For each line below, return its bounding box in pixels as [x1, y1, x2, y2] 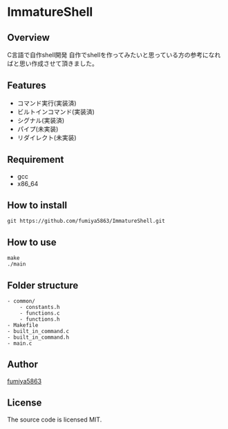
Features [7, 80, 46, 92]
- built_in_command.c [7, 328, 70, 335]
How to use [7, 236, 57, 248]
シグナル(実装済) [17, 116, 65, 124]
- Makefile [7, 322, 39, 329]
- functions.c [19, 310, 60, 317]
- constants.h [19, 304, 60, 311]
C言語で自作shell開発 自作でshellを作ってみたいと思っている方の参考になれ [7, 51, 221, 59]
